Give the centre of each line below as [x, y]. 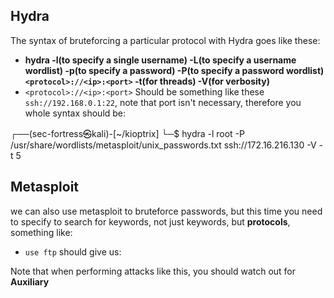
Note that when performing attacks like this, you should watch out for [153, 271]
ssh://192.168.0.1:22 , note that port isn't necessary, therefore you [163, 102]
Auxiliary [30, 281]
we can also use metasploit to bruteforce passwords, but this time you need [166, 211]
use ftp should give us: [73, 251]
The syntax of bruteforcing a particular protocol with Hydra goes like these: [165, 40]
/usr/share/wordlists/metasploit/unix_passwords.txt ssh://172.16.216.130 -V [163, 145]
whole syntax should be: [75, 113]
